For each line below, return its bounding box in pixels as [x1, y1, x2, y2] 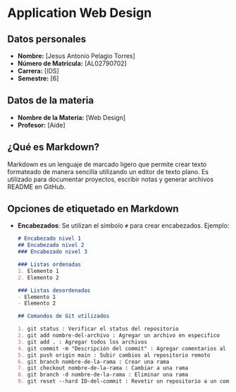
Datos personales [7, 33, 87, 45]
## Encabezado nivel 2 [17, 242, 85, 249]
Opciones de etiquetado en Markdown [7, 203, 179, 215]
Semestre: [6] [17, 74, 59, 82]
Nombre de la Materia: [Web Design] [17, 113, 126, 121]
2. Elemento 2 [17, 274, 59, 281]
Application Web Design [7, 5, 152, 21]
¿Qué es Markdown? [7, 141, 100, 153]
